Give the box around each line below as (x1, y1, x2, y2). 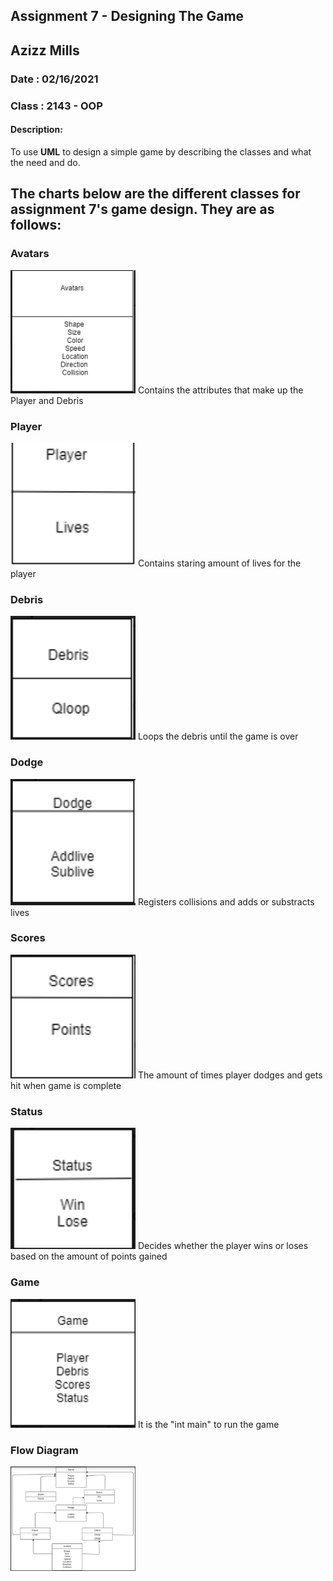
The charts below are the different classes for (10, 185, 301, 203)
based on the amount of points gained (10, 1250, 168, 1263)
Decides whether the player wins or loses (137, 1240, 309, 1252)
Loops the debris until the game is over (137, 730, 299, 743)
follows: (10, 217, 62, 234)
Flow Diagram (10, 1443, 79, 1457)
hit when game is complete (10, 1079, 122, 1091)
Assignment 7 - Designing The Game (10, 8, 245, 25)
